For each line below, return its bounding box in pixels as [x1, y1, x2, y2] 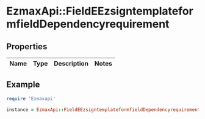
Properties [6, 41, 48, 52]
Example [6, 80, 40, 90]
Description [54, 59, 88, 67]
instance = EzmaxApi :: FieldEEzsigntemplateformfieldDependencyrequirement [6, 106, 201, 113]
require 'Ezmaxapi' [6, 95, 56, 101]
